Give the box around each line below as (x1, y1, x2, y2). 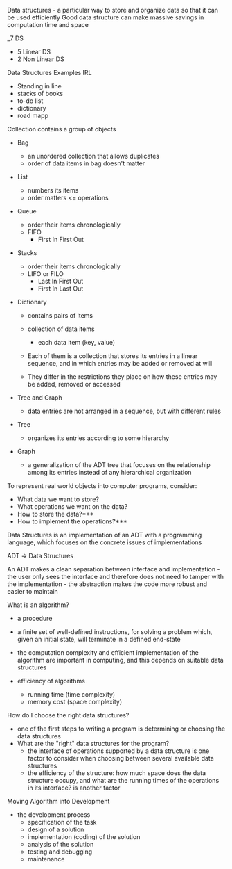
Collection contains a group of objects (7, 125, 116, 133)
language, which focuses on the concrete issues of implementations (7, 538, 202, 546)
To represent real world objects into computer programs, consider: (7, 482, 197, 489)
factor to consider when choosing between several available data (27, 754, 215, 762)
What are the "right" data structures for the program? (17, 740, 170, 747)
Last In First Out (37, 277, 84, 285)
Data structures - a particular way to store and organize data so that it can (7, 6, 219, 14)
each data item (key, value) (37, 339, 116, 346)
